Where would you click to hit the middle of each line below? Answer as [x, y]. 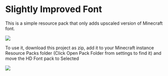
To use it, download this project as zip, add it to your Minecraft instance [80, 48]
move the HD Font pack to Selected [42, 58]
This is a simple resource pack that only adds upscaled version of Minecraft [84, 23]
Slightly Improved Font [54, 9]
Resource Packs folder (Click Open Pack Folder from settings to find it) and [83, 53]
